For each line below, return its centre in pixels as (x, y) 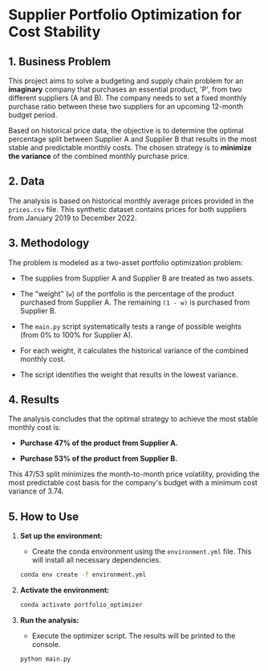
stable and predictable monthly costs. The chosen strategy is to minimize (130, 147)
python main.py (45, 659)
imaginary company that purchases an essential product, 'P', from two (125, 89)
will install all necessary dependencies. (97, 560)
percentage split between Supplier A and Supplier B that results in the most (133, 139)
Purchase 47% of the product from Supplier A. (99, 443)
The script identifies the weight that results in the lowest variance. (129, 374)
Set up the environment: (61, 536)
